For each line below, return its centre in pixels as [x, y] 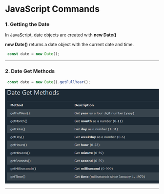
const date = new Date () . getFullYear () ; [49, 82]
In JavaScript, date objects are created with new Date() [61, 35]
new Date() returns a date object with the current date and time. [70, 45]
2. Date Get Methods [30, 71]
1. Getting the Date [27, 24]
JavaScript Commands [52, 9]
